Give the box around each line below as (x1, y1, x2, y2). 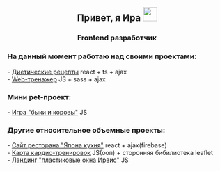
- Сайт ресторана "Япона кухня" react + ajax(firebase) (7, 141, 167, 149)
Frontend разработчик (77, 33, 157, 42)
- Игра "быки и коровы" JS (7, 108, 88, 116)
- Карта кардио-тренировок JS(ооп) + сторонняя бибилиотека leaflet (7, 149, 214, 157)
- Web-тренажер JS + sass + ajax (7, 74, 106, 83)
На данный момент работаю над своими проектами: (7, 51, 197, 61)
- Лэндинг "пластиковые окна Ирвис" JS (7, 156, 129, 164)
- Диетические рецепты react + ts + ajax (7, 67, 127, 76)
